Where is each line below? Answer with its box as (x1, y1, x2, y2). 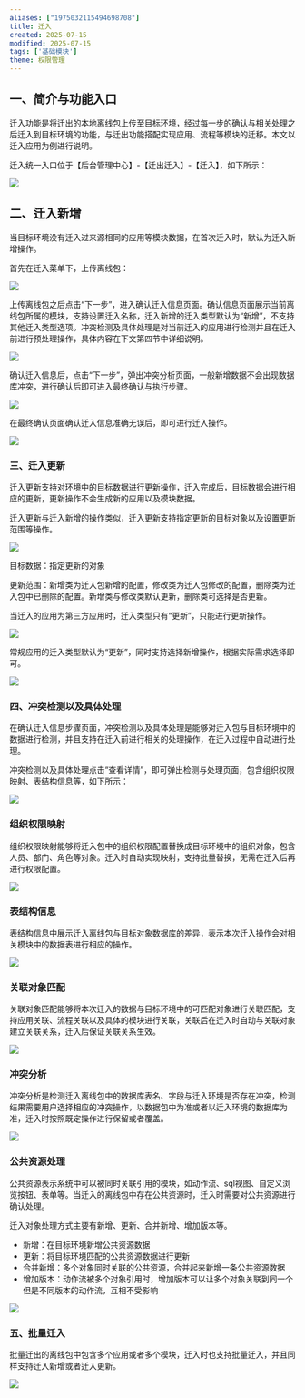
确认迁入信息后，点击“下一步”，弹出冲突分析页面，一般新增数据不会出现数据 (9, 370, 295, 380)
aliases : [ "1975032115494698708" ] (9, 13, 141, 23)
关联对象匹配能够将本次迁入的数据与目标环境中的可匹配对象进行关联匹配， (9, 1003, 288, 1015)
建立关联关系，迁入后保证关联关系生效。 (9, 1026, 161, 1038)
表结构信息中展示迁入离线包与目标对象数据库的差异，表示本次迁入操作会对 (9, 927, 288, 938)
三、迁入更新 (9, 459, 66, 471)
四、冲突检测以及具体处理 (9, 700, 122, 713)
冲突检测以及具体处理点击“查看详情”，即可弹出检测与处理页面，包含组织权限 (9, 765, 295, 775)
